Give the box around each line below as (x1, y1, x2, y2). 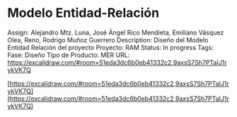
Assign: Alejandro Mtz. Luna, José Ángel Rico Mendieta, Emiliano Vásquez (7, 28, 224, 37)
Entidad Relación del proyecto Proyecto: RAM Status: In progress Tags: (7, 43, 214, 51)
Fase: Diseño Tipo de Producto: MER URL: (7, 51, 130, 59)
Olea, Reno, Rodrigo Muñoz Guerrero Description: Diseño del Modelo (7, 35, 209, 44)
